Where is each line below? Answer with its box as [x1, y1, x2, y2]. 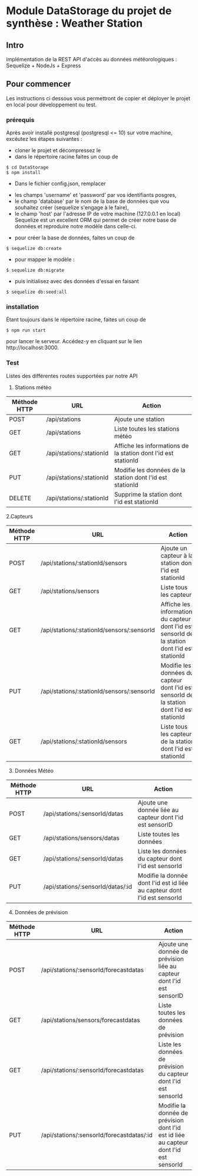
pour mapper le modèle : [14, 256, 75, 263]
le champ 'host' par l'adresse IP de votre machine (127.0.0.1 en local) [14, 211, 181, 218]
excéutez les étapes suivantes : [6, 136, 82, 143]
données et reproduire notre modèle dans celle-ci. [14, 223, 137, 230]
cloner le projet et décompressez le [14, 147, 101, 154]
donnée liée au [137, 806, 179, 814]
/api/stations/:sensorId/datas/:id [43, 882, 133, 891]
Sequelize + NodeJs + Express [6, 62, 81, 69]
